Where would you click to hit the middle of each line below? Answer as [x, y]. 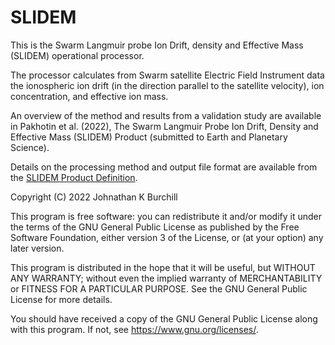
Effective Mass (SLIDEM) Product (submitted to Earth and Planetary [149, 137]
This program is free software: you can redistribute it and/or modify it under [166, 216]
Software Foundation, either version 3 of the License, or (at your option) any [167, 237]
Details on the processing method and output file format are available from [164, 167]
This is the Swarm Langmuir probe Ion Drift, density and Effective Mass [157, 45]
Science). [30, 147]
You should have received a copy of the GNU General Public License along [164, 318]
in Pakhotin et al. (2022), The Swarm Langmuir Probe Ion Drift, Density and [164, 126]
